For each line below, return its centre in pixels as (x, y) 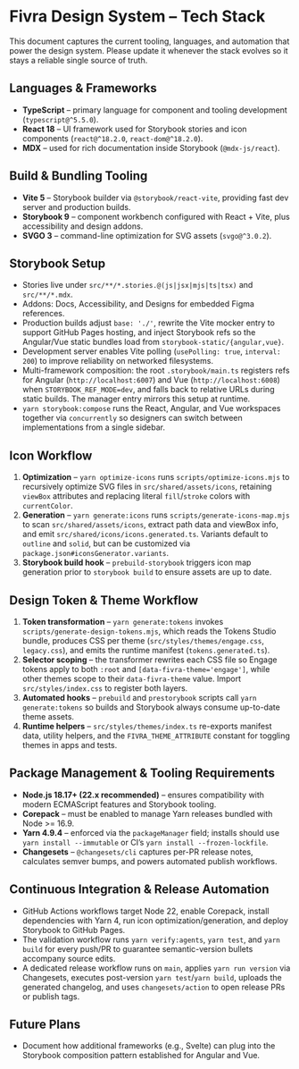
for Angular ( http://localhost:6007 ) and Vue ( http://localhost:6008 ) (151, 380)
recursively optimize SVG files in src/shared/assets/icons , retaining (147, 487)
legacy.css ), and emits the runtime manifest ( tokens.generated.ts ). (146, 650)
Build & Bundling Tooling (79, 176)
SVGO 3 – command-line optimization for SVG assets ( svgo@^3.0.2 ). (147, 235)
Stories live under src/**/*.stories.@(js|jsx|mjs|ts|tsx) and (137, 285)
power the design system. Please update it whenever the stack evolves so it (149, 50)
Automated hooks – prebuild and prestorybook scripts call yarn (139, 698)
